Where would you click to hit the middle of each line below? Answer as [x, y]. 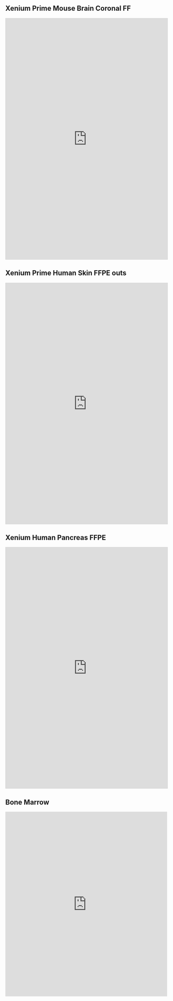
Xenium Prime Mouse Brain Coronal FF [68, 8]
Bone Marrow [27, 802]
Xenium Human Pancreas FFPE [56, 538]
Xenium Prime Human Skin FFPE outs [66, 273]
